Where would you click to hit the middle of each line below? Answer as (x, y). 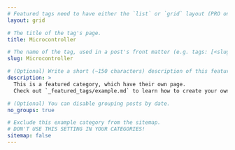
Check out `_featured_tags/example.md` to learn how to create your (115, 91)
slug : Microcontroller (40, 59)
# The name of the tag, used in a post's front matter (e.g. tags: (108, 52)
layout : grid (26, 20)
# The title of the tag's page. (54, 33)
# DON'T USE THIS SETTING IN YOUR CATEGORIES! (76, 129)
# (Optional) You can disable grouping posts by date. (89, 103)
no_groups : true (31, 110)
